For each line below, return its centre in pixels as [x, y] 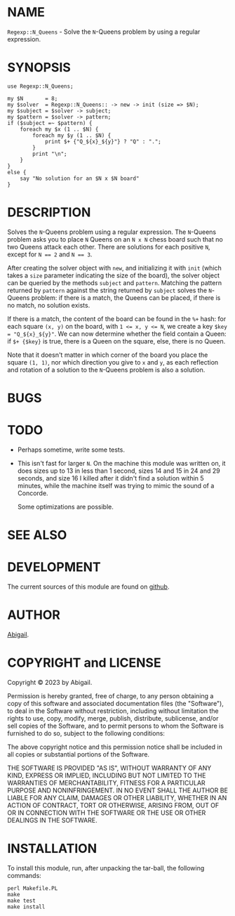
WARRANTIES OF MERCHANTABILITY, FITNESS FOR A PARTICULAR [106, 783]
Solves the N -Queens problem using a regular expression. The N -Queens [112, 232]
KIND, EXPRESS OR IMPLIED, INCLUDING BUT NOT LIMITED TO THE [107, 775]
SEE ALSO [37, 535]
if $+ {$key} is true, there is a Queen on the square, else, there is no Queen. [116, 341]
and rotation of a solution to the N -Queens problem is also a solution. [106, 369]
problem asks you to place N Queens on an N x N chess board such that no [115, 239]
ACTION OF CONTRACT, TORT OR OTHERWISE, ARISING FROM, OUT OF [113, 805]
